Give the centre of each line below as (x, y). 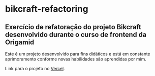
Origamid (20, 42)
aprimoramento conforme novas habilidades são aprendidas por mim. (76, 59)
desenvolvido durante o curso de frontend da (76, 34)
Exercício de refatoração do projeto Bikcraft (73, 27)
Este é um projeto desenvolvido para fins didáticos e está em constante (78, 54)
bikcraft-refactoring (47, 9)
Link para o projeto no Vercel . (35, 68)
